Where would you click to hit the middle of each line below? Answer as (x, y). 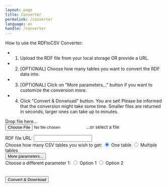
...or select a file (103, 127)
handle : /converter (26, 29)
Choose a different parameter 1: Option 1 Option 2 (64, 163)
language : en (19, 24)
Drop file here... (21, 121)
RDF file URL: (19, 138)
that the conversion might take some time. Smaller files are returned (90, 106)
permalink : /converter (29, 19)
